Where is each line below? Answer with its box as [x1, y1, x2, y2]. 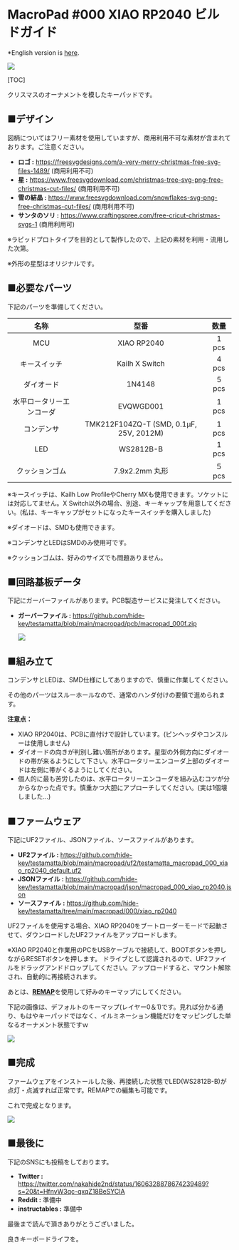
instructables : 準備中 [17, 1204, 83, 1213]
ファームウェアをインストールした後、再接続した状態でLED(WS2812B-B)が [7, 1077, 227, 1085]
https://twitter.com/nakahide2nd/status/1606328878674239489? [17, 1179, 209, 1188]
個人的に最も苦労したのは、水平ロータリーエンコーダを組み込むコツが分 [17, 774, 230, 783]
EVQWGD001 [117, 401, 164, 411]
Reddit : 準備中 [17, 1195, 62, 1204]
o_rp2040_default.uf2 [17, 866, 82, 874]
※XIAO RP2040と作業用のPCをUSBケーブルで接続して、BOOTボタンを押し [7, 946, 227, 954]
